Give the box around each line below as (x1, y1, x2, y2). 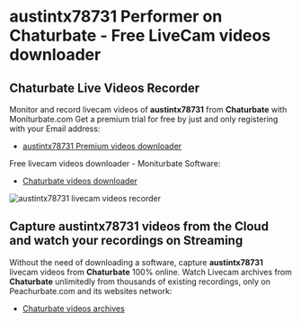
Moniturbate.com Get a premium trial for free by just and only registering (9, 114, 279, 124)
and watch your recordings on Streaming (9, 233, 243, 248)
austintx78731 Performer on (9, 6, 223, 27)
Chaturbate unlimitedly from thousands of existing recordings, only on (9, 276, 271, 287)
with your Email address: (9, 123, 101, 134)
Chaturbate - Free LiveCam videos (9, 25, 271, 46)
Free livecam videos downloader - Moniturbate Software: (9, 158, 221, 168)
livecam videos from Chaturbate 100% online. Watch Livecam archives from (9, 266, 292, 277)
